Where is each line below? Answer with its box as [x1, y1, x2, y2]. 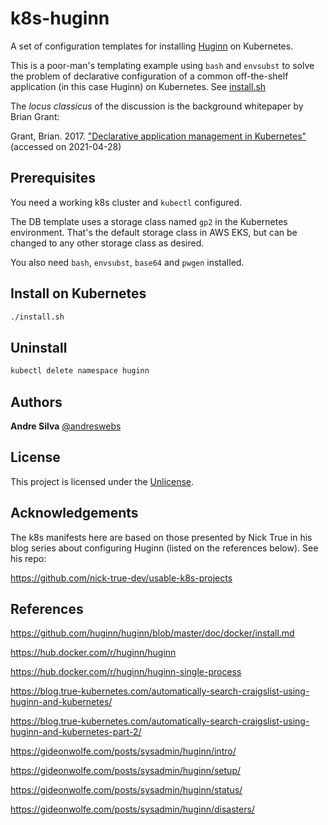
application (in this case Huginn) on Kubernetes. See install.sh [10, 80, 267, 92]
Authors [10, 393, 63, 411]
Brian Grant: [10, 110, 60, 122]
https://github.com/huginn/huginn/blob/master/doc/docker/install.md [10, 627, 295, 639]
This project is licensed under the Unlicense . [10, 475, 195, 487]
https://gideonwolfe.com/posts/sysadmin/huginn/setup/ [10, 765, 241, 777]
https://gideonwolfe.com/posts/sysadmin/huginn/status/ [10, 784, 243, 796]
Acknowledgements [10, 505, 139, 522]
